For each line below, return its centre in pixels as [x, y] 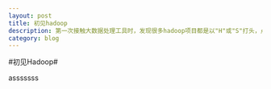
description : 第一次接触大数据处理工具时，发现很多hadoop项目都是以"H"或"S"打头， [135, 30]
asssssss [23, 78]
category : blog [34, 38]
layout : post [30, 16]
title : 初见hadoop [38, 23]
